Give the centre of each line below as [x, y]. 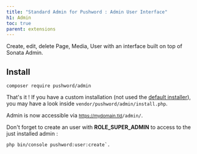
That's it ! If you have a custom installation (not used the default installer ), [99, 97]
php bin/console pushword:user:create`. [59, 145]
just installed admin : [32, 134]
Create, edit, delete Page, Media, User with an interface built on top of [95, 46]
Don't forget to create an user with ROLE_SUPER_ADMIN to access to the [99, 127]
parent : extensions [31, 29]
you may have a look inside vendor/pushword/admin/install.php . [87, 103]
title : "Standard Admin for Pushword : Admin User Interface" [87, 12]
